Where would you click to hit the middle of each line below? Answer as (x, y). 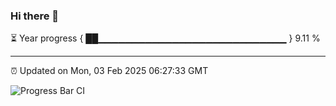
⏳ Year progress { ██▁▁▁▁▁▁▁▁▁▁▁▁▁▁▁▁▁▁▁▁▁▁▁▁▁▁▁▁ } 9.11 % (165, 38)
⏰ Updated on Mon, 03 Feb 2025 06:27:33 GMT (109, 71)
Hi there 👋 (35, 16)
